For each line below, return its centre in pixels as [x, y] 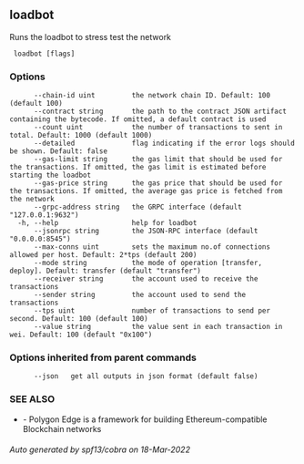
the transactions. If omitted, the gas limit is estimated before [138, 168]
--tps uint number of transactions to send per [152, 311]
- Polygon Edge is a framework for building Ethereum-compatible [145, 419]
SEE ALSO [32, 399]
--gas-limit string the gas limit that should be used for [158, 160]
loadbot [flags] [44, 54]
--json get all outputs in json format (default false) [146, 376]
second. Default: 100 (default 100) [79, 319]
